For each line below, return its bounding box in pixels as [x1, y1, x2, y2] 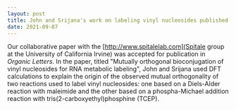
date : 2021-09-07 [7, 23, 58, 30]
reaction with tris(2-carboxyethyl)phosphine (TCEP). [7, 95, 160, 103]
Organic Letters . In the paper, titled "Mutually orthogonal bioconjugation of [7, 57, 224, 66]
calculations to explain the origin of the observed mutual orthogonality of [7, 72, 219, 81]
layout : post [7, 10, 46, 18]
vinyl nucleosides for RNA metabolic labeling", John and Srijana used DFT [7, 64, 222, 74]
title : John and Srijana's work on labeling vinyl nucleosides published [7, 17, 229, 24]
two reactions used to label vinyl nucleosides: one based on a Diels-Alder [7, 80, 221, 88]
